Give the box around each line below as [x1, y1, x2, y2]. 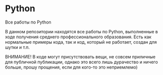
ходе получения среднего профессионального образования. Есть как [5, 34, 152, 40]
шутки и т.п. [5, 44, 30, 50]
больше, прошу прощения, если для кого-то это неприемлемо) [5, 64, 138, 70]
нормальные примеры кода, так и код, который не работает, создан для [5, 39, 157, 45]
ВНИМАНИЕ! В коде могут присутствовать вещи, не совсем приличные [5, 53, 156, 59]
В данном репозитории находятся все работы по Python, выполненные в [5, 28, 158, 34]
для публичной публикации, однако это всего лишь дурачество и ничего [5, 59, 158, 65]
